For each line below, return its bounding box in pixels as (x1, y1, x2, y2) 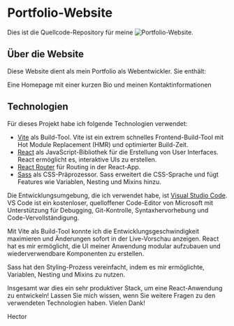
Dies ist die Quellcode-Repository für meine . (7, 28, 193, 36)
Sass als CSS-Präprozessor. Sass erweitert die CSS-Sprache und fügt (17, 170, 219, 178)
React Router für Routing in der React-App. (17, 162, 141, 171)
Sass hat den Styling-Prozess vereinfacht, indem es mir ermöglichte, (7, 262, 205, 271)
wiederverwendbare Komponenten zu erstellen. (7, 249, 145, 257)
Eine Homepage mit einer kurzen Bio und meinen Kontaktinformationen (7, 80, 212, 89)
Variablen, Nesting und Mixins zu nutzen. (7, 270, 126, 278)
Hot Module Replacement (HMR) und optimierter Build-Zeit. (17, 140, 189, 148)
